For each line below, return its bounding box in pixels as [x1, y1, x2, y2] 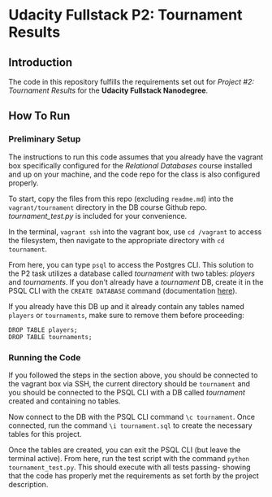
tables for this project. [8, 429, 83, 438]
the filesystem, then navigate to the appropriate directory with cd [8, 235, 225, 245]
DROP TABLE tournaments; [8, 333, 93, 341]
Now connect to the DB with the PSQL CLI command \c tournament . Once [8, 412, 256, 421]
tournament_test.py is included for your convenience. [8, 211, 188, 220]
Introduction [8, 55, 73, 69]
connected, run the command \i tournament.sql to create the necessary [8, 421, 253, 430]
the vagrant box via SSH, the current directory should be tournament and [8, 378, 250, 388]
